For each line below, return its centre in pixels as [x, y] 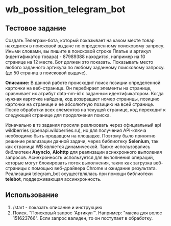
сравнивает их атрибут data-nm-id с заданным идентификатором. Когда [84, 93]
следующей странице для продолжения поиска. [58, 115]
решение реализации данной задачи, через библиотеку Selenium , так [82, 141]
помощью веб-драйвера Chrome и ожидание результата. [94, 168]
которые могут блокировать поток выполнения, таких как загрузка [79, 163]
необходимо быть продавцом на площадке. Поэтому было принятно [80, 136]
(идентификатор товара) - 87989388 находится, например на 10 [75, 56]
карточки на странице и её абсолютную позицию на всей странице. [80, 104]
